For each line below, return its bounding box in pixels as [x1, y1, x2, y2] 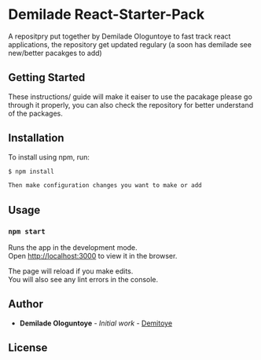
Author [8, 297, 43, 311]
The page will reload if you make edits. [8, 266, 134, 276]
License [8, 341, 48, 354]
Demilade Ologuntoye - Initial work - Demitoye [19, 318, 173, 328]
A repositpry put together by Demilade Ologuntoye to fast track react [8, 31, 231, 41]
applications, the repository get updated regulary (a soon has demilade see [8, 39, 252, 49]
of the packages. [8, 108, 63, 118]
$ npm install [8, 167, 55, 175]
